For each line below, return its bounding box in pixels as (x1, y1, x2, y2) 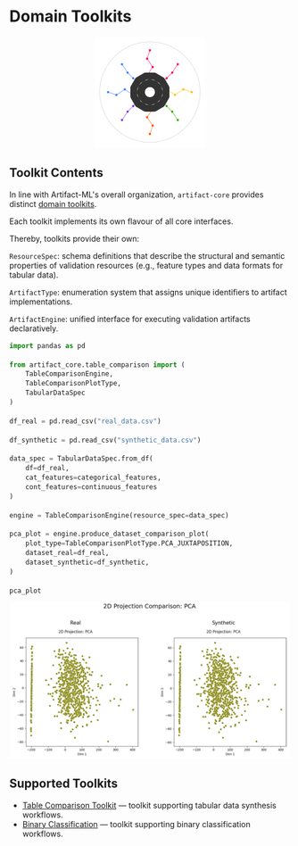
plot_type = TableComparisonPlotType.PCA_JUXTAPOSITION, (25, 539, 234, 548)
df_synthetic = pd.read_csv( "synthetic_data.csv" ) (9, 435, 202, 444)
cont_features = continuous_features (25, 482, 158, 492)
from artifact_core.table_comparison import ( (9, 360, 186, 369)
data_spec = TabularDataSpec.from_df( (9, 454, 153, 463)
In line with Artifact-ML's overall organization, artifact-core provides (9, 189, 264, 200)
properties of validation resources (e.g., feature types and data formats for (9, 260, 284, 270)
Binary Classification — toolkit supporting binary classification (21, 818, 252, 829)
